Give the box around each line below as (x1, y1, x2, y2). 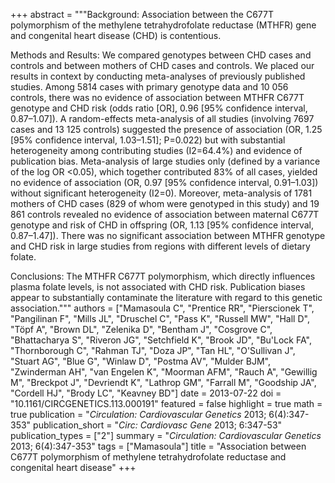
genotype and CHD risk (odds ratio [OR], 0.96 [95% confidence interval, (10, 102, 308, 114)
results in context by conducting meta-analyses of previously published (10, 70, 306, 82)
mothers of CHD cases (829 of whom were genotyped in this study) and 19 (10, 198, 320, 209)
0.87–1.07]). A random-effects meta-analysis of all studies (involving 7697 (10, 113, 315, 124)
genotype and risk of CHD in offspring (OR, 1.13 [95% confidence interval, (10, 219, 315, 231)
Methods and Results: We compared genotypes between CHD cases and (10, 49, 312, 61)
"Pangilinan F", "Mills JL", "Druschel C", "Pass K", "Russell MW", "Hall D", (10, 313, 310, 324)
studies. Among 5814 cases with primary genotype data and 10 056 (10, 81, 289, 93)
